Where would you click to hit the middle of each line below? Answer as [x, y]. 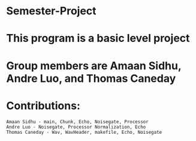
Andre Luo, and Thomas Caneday [91, 78]
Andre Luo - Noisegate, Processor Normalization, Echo [76, 127]
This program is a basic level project [98, 39]
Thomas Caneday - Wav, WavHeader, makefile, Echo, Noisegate [84, 132]
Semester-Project [52, 11]
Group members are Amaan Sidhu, [94, 65]
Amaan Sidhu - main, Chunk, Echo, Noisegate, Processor [77, 122]
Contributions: [43, 105]
